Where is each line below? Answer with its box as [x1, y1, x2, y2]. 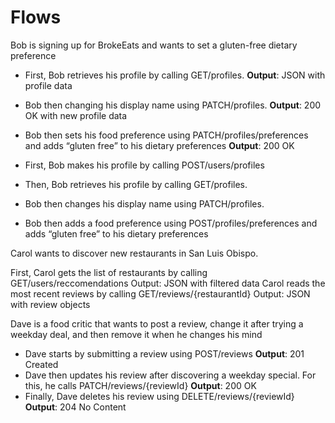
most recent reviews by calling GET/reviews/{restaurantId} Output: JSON [10, 287, 311, 300]
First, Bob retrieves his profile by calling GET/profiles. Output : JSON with [24, 69, 326, 81]
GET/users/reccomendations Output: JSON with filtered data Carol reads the [10, 277, 326, 289]
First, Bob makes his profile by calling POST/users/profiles [24, 159, 265, 171]
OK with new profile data [24, 109, 128, 121]
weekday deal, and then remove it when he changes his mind [10, 328, 263, 340]
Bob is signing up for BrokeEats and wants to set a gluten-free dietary [10, 39, 298, 51]
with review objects [10, 298, 91, 310]
